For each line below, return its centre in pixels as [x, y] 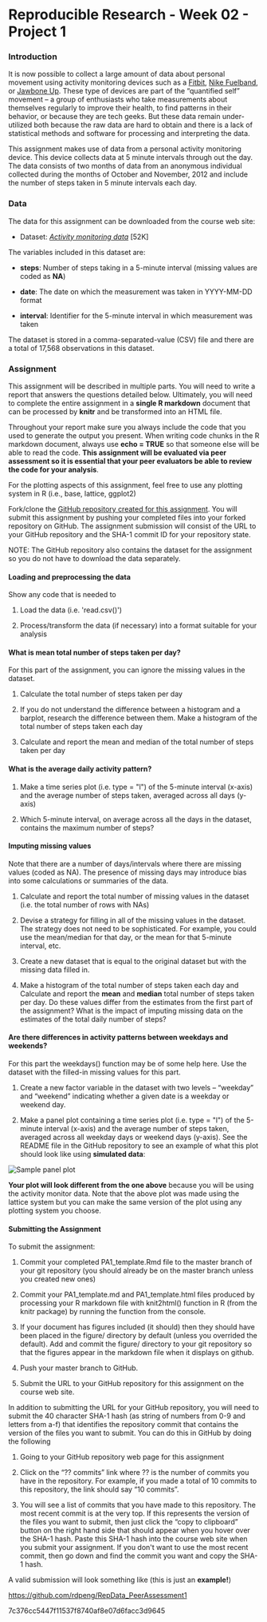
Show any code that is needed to [63, 595]
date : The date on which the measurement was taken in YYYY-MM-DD [136, 291]
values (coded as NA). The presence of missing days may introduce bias [128, 872]
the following [29, 1441]
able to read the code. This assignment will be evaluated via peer [118, 452]
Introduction [33, 57]
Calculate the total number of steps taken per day [101, 694]
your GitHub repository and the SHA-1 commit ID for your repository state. [130, 535]
